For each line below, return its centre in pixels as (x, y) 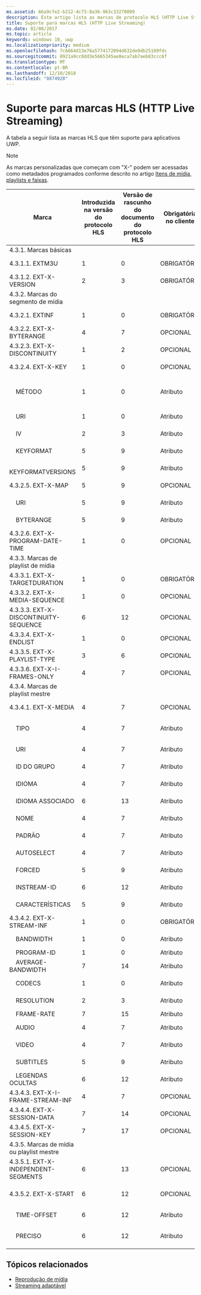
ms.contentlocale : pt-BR (37, 67)
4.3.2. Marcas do (33, 295)
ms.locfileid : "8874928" (37, 79)
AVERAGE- (31, 962)
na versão (98, 210)
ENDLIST (22, 642)
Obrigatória (180, 214)
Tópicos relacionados (47, 1265)
